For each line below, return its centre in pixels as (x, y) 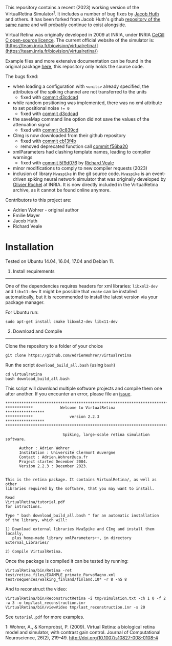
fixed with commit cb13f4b (48, 141)
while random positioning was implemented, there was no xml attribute (87, 103)
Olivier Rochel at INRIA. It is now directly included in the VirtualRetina (85, 184)
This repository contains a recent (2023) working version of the (72, 7)
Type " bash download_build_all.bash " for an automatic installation (82, 516)
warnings (23, 157)
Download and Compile (37, 331)
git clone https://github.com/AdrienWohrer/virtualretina (68, 355)
